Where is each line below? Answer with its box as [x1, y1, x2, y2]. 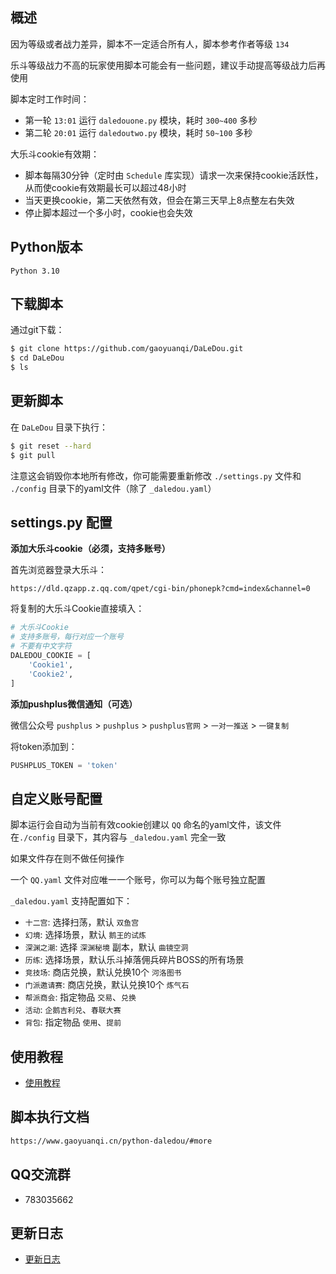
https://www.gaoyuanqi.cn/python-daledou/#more [10, 1136, 213, 1146]
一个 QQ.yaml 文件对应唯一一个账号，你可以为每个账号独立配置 [10, 874, 266, 886]
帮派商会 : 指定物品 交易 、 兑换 [24, 991, 137, 1003]
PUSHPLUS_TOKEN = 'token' [10, 760, 118, 770]
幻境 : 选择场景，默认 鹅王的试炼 [24, 929, 147, 941]
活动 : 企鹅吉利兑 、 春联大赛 [24, 1004, 122, 1016]
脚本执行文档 [10, 1109, 90, 1126]
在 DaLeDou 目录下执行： [10, 421, 108, 433]
